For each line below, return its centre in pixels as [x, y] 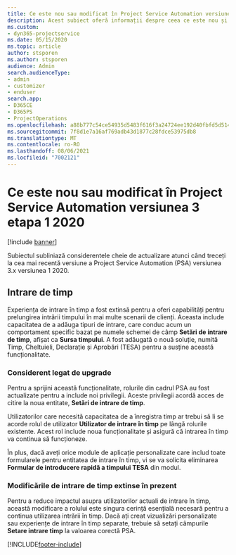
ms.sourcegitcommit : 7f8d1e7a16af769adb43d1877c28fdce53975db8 [102, 132]
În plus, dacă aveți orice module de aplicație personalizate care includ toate [117, 452]
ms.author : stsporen [38, 60]
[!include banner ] [32, 242]
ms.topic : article [34, 46]
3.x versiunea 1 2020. [38, 270]
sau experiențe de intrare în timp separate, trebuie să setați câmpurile [108, 523]
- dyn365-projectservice [44, 33]
